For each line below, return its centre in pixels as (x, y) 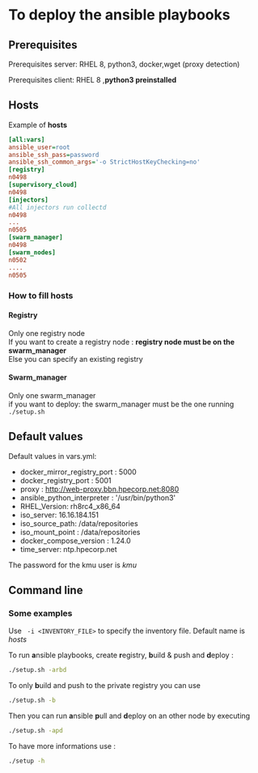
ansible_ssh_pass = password (54, 155)
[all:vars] (27, 139)
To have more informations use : (62, 745)
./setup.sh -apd (36, 731)
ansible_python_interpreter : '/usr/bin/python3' (98, 497)
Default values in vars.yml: (53, 456)
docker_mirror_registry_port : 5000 (78, 472)
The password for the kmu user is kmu (73, 565)
